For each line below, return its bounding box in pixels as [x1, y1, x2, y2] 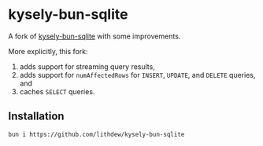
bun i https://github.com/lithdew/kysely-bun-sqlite [8, 130, 185, 138]
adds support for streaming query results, [19, 61, 155, 71]
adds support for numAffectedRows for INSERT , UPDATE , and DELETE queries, [19, 70, 256, 79]
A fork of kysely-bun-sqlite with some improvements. [8, 31, 181, 41]
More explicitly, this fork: [8, 46, 88, 56]
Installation [8, 110, 65, 123]
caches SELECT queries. [19, 86, 95, 96]
